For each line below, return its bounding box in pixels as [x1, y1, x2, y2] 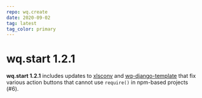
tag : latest [6, 20, 37, 26]
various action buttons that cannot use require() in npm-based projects [6, 79, 189, 86]
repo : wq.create [6, 9, 48, 15]
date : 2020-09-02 [6, 15, 51, 21]
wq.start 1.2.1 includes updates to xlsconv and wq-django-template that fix [6, 72, 196, 80]
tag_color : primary [6, 26, 56, 32]
